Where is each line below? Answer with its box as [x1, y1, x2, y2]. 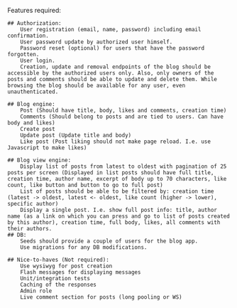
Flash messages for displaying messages [20, 269, 141, 276]
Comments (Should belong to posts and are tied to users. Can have [20, 113, 224, 120]
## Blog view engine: [7, 156, 72, 164]
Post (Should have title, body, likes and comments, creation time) [20, 107, 227, 114]
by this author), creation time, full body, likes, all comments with [7, 219, 221, 226]
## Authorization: [7, 20, 62, 27]
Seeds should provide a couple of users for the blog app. [20, 238, 199, 245]
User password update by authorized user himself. [20, 38, 173, 46]
